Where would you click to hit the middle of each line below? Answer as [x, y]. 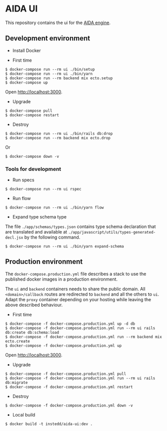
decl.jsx [14, 238]
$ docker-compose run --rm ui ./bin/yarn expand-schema [64, 247]
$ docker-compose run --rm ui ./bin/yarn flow [54, 208]
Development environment [48, 38]
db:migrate [16, 382]
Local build [24, 414]
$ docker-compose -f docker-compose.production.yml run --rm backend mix [84, 337]
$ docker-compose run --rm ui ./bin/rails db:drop [59, 133]
